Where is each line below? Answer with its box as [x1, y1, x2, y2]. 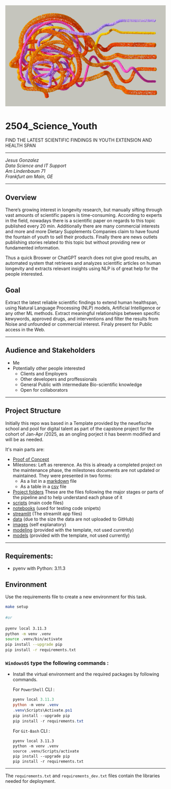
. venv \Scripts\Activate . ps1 [12, 708, 72, 713]
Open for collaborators [20, 387, 68, 393]
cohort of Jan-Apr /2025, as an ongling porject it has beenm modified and [5, 431, 160, 437]
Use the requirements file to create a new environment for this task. [5, 594, 147, 600]
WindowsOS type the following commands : [5, 659, 109, 666]
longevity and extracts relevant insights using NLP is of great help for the [5, 265, 158, 272]
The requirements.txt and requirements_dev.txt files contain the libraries [5, 773, 160, 779]
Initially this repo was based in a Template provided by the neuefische [5, 420, 152, 426]
